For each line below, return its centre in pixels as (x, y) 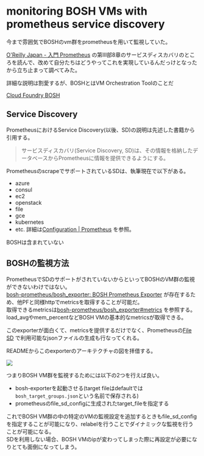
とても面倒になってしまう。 (46, 447)
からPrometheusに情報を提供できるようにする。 (108, 158)
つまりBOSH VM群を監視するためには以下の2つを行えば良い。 (85, 375)
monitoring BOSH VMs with (77, 11)
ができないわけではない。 (38, 287)
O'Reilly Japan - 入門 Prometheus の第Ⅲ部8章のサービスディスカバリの (95, 55)
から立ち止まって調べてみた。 (44, 70)
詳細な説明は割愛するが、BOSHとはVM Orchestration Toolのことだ (90, 83)
